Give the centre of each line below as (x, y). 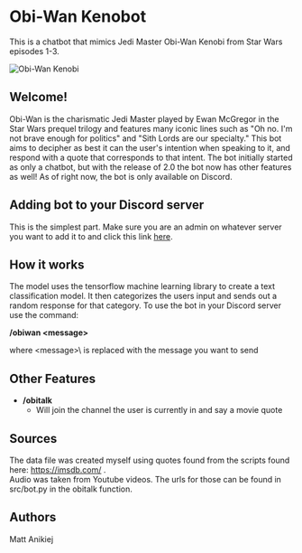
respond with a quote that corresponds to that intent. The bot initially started (151, 157)
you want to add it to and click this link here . (91, 236)
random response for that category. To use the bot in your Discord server (146, 305)
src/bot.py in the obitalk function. (71, 489)
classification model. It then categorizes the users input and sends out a (143, 296)
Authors (33, 517)
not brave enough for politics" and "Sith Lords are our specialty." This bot (146, 138)
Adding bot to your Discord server (107, 205)
